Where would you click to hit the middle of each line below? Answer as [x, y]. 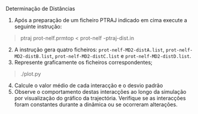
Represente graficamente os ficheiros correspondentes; [83, 62]
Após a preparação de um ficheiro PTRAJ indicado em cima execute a [101, 20]
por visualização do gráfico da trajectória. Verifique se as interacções [100, 98]
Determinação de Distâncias [40, 9]
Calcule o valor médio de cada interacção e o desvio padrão [89, 85]
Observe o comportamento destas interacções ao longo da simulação [100, 92]
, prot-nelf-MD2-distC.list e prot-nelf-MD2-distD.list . [122, 56]
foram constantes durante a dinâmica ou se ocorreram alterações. [96, 104]
